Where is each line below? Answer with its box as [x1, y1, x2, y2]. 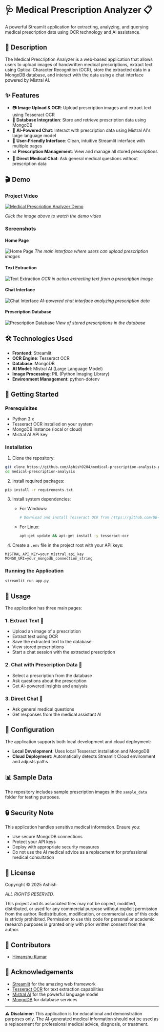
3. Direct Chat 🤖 [5, 695, 43, 702]
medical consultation [12, 854, 55, 860]
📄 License [5, 868, 36, 877]
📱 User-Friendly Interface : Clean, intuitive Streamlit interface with [12, 138, 145, 143]
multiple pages [12, 143, 42, 149]
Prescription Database [5, 309, 52, 315]
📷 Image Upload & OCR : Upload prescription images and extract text [12, 104, 152, 111]
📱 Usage [5, 592, 31, 600]
